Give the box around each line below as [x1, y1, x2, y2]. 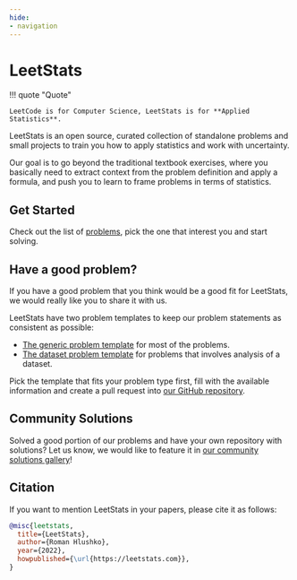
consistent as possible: [9, 322, 94, 333]
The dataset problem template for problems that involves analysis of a [21, 349, 280, 359]
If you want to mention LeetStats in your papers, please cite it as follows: [9, 504, 277, 515]
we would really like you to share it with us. [9, 295, 168, 306]
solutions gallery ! [9, 454, 73, 464]
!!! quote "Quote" [9, 90, 72, 100]
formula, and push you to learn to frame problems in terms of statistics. [9, 177, 272, 187]
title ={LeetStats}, [17, 530, 90, 539]
